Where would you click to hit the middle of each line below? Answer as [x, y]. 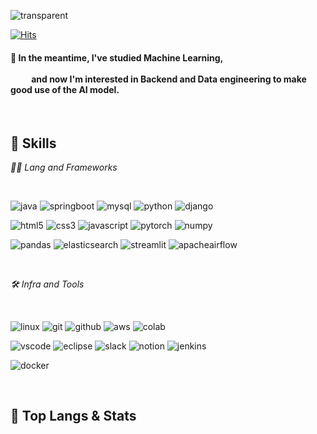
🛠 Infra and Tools [47, 284]
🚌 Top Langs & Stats [73, 416]
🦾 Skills [33, 143]
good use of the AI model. [65, 89]
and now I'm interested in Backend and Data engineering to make [169, 79]
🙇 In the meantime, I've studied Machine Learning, [117, 57]
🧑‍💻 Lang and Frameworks [64, 167]
